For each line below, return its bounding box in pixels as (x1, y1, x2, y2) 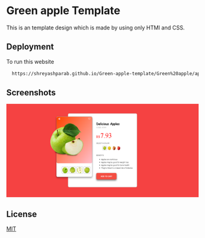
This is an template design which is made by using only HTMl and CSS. (6, 24, 185, 31)
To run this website (6, 58, 54, 65)
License (6, 209, 37, 219)
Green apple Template (6, 4, 121, 18)
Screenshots (6, 87, 56, 98)
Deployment (6, 42, 54, 52)
